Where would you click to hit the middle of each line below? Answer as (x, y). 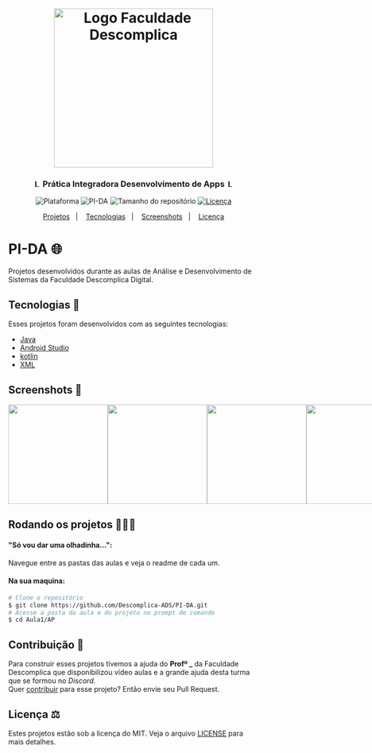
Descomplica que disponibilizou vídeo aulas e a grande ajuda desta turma (129, 673)
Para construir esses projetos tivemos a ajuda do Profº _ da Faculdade (124, 664)
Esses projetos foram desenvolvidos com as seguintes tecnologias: (118, 324)
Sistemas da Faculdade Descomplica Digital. (81, 280)
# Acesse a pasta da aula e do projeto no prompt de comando (112, 612)
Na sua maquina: (37, 581)
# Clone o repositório (46, 598)
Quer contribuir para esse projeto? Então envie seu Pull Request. (114, 689)
